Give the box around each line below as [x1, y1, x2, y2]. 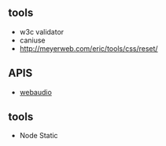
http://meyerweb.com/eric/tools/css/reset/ [19, 43, 159, 53]
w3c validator [19, 27, 65, 36]
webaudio [19, 87, 53, 97]
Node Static [19, 131, 58, 141]
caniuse [19, 35, 46, 45]
